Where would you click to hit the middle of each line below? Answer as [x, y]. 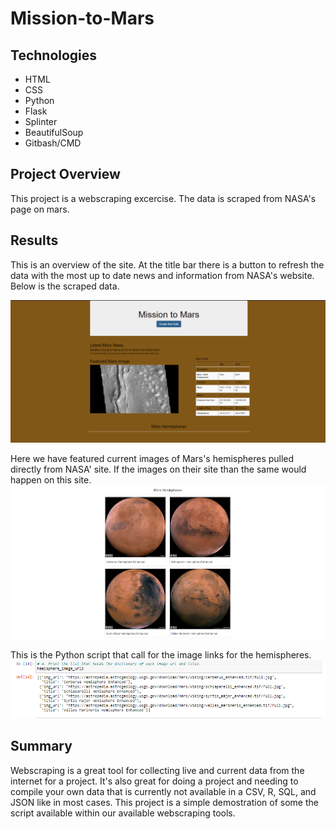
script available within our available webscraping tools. [123, 813]
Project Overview [65, 174]
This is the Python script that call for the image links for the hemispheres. [161, 655]
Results [34, 240]
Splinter [41, 121]
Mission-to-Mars [82, 18]
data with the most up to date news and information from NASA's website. [162, 275]
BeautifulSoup [54, 132]
